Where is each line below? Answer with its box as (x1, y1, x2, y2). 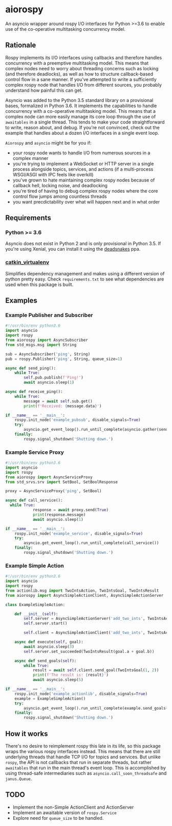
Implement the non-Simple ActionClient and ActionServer (12, 804, 134, 810)
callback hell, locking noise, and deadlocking (12, 182, 107, 188)
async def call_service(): (5, 498, 63, 503)
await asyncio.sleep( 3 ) (24, 644, 74, 649)
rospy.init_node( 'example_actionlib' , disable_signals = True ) (14, 691, 147, 696)
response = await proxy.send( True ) (32, 508, 109, 513)
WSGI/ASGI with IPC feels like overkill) (12, 171, 94, 177)
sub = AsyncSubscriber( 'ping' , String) (5, 351, 91, 357)
